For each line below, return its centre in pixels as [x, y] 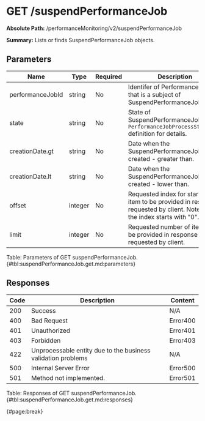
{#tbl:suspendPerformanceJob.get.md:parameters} [71, 264]
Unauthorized [51, 330]
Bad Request [50, 321]
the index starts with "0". [164, 217]
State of [139, 112]
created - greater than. [161, 158]
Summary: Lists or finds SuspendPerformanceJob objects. [81, 40]
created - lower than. [158, 184]
